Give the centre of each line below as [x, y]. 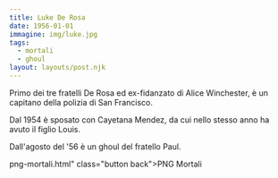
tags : [19, 42]
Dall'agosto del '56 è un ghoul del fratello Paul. [95, 146]
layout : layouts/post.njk [57, 68]
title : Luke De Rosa [48, 17]
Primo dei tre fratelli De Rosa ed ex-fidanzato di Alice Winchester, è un [139, 93]
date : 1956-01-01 [42, 26]
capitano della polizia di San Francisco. [81, 102]
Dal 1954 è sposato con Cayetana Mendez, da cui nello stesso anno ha [139, 119]
